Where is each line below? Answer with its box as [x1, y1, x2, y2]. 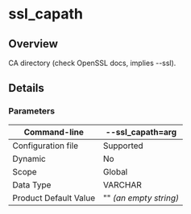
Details [8, 81, 44, 95]
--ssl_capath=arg [105, 126, 177, 138]
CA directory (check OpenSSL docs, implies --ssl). [8, 58, 176, 68]
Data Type [12, 179, 52, 190]
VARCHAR [103, 179, 143, 190]
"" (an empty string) [103, 192, 180, 204]
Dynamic [12, 153, 47, 164]
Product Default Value [12, 192, 96, 204]
